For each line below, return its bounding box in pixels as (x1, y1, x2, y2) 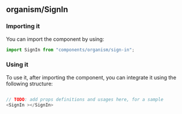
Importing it (6, 22, 40, 30)
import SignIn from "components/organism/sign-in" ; (6, 47, 135, 53)
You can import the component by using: (6, 35, 104, 43)
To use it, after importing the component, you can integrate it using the (6, 74, 177, 81)
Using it (6, 61, 29, 69)
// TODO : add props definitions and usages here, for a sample (6, 96, 164, 102)
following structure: (6, 80, 53, 87)
